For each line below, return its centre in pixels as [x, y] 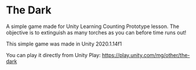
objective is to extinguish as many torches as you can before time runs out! [96, 32]
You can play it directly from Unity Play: [53, 55]
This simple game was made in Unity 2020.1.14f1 [64, 44]
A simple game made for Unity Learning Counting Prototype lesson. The [93, 26]
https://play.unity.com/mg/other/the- [146, 55]
